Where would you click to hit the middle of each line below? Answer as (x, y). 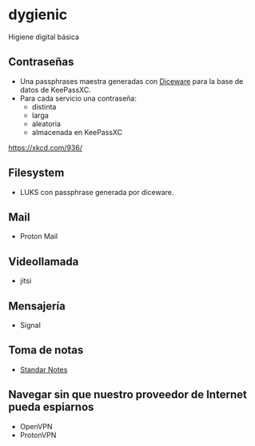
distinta (44, 106)
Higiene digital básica (44, 37)
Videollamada (44, 261)
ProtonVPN (38, 435)
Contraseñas (41, 62)
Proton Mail (39, 237)
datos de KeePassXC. (56, 90)
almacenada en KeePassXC (77, 132)
